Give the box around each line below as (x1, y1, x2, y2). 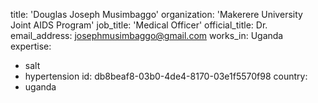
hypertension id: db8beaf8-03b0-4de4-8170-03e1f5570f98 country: (24, 70, 308, 82)
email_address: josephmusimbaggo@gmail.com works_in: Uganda (10, 30, 284, 41)
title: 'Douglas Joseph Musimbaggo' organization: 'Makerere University (10, 9, 303, 20)
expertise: (10, 40, 52, 52)
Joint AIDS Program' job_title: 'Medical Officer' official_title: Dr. (10, 19, 268, 31)
